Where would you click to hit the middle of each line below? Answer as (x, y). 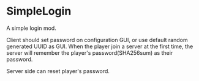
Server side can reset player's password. (58, 71)
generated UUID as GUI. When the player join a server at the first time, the (100, 46)
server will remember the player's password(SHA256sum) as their (90, 52)
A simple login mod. (31, 28)
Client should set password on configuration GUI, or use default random (97, 40)
